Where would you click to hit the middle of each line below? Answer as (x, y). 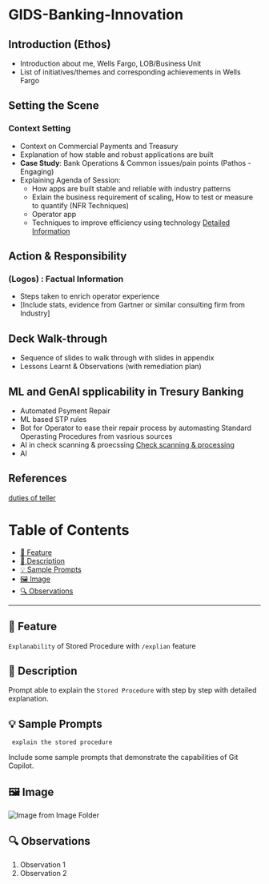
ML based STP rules (53, 419)
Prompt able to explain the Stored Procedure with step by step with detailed (132, 690)
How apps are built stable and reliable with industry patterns (131, 188)
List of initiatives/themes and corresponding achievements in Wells (130, 72)
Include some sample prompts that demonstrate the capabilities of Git (123, 757)
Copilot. (21, 765)
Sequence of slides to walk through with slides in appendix (117, 358)
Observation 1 (43, 864)
